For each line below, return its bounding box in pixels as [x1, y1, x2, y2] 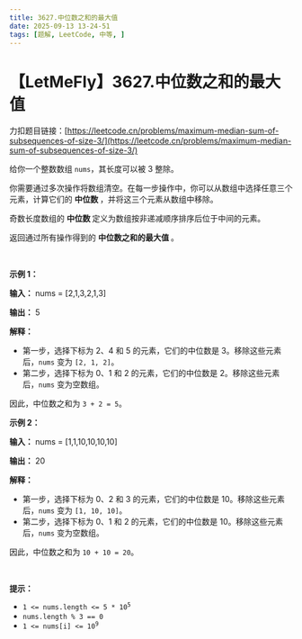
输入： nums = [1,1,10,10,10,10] [9, 436, 119, 447]
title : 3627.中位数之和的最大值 [9, 13, 119, 22]
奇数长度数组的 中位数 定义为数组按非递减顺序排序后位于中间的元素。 [9, 213, 266, 224]
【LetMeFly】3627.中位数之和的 [9, 71, 250, 92]
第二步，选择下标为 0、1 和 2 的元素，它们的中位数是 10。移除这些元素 [22, 517, 284, 527]
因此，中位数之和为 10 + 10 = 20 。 [9, 546, 139, 558]
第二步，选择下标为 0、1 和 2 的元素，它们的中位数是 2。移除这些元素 [22, 368, 280, 379]
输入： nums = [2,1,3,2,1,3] [9, 288, 106, 299]
